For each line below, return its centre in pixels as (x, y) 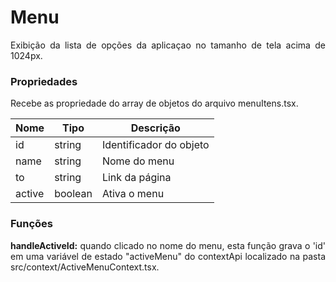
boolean (73, 194)
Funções (31, 224)
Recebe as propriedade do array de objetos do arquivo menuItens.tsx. (154, 103)
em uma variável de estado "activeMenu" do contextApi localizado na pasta (168, 256)
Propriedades (44, 81)
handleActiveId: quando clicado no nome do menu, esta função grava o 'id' (168, 245)
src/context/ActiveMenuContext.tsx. (85, 267)
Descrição (155, 128)
